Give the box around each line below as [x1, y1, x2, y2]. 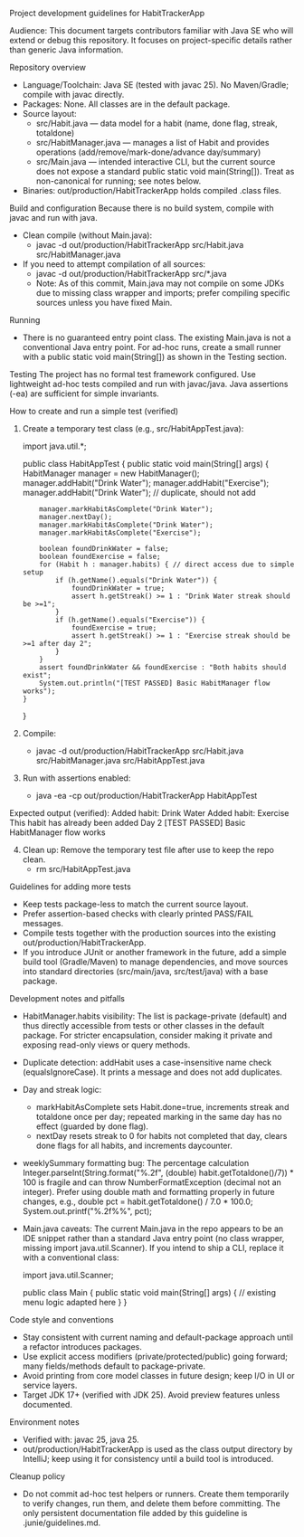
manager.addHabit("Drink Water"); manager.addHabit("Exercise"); [22, 478, 270, 488]
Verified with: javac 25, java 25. [22, 1434, 139, 1445]
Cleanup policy [9, 1471, 66, 1482]
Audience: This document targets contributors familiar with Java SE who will [9, 25, 294, 35]
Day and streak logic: [22, 1085, 102, 1095]
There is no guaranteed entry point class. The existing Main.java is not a [22, 332, 291, 343]
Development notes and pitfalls [9, 993, 125, 1003]
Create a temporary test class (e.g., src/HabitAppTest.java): [22, 423, 244, 433]
